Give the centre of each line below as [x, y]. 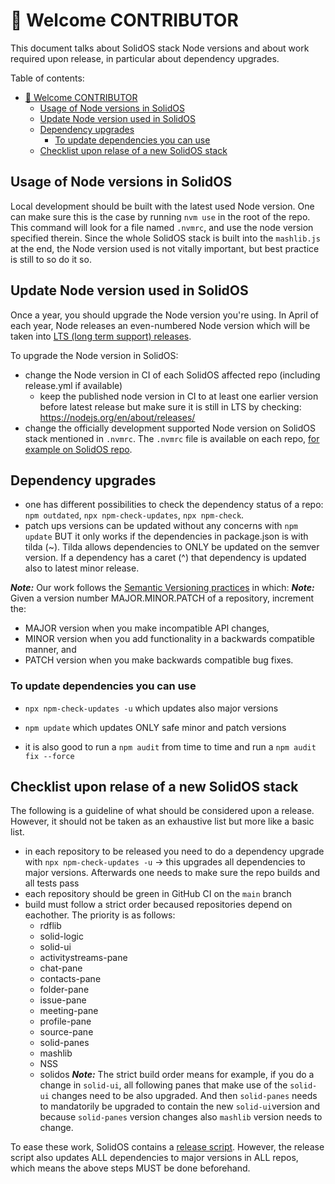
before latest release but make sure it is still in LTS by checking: [170, 406]
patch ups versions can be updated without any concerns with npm [161, 526]
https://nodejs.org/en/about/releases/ [117, 417]
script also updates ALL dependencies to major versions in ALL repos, [154, 1158]
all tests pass [52, 883]
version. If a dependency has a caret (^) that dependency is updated [165, 558]
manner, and [50, 650]
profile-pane [65, 1021]
